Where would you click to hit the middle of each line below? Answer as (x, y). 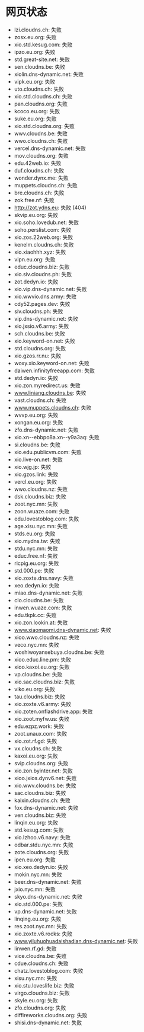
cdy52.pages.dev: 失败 (42, 303)
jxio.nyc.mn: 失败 (35, 889)
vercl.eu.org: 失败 (36, 481)
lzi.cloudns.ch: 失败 (38, 30)
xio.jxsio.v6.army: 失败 (41, 326)
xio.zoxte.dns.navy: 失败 (44, 578)
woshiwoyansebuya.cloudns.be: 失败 (59, 652)
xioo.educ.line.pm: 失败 (43, 659)
